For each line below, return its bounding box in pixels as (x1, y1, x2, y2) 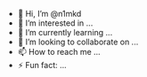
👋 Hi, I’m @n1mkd (17, 9, 82, 19)
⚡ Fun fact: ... (17, 60, 67, 70)
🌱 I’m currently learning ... (17, 27, 113, 37)
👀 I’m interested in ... (17, 18, 94, 28)
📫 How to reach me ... (17, 47, 101, 57)
